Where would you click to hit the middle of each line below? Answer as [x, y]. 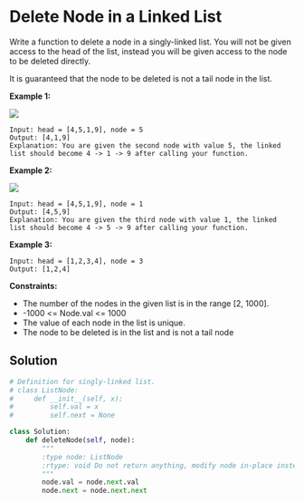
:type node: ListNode [83, 457]
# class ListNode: [44, 390]
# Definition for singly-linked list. [82, 381]
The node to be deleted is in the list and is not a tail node [128, 332]
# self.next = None [62, 415]
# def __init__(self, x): [66, 399]
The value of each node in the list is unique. [104, 323]
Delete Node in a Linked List [116, 17]
